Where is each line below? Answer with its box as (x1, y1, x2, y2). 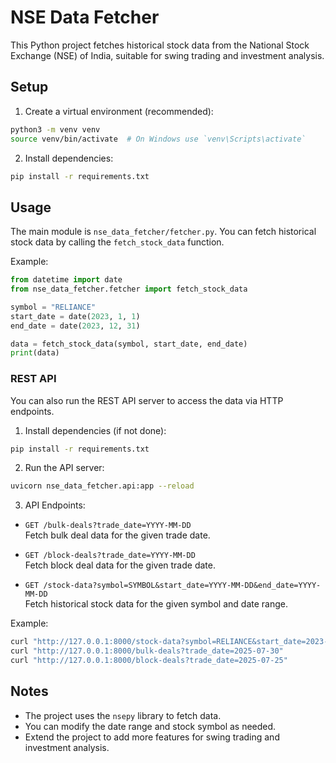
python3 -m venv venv (10, 124, 101, 135)
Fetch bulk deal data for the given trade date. (24, 529, 211, 541)
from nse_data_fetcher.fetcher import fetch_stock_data (10, 284, 248, 295)
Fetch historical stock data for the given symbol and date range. (24, 598, 288, 610)
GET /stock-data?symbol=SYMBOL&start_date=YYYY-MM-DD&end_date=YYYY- (24, 581, 322, 591)
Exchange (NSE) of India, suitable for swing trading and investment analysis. (10, 49, 325, 61)
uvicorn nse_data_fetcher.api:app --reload (10, 481, 195, 491)
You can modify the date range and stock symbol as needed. (24, 720, 277, 732)
